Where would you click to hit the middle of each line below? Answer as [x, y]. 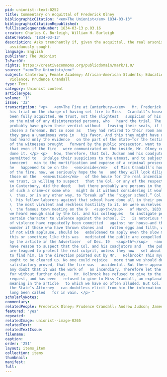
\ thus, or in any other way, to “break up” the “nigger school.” [81, 195]
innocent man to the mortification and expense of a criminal [78, 163]
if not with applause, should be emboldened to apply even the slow [84, 232]
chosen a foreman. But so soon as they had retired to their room [82, 130]
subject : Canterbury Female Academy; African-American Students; [74, 75]
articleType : [19, 93]
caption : [14, 339]
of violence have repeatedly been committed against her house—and [83, 223]
